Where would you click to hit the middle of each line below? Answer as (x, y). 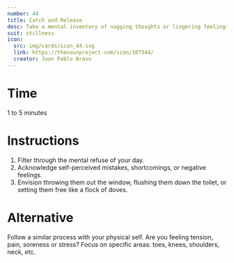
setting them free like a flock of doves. (72, 189)
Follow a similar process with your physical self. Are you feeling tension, (110, 237)
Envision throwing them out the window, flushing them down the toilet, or (122, 182)
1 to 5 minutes (27, 113)
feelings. (30, 175)
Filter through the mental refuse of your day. (81, 160)
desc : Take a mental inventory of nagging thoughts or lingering (104, 26)
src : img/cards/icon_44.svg (54, 46)
